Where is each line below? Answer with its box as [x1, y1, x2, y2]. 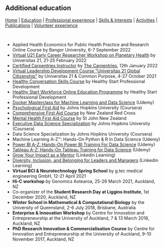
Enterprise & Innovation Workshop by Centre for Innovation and [12, 210, 145, 216]
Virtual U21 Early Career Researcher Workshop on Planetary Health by [12, 52, 156, 58]
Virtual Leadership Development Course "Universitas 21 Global [12, 68, 140, 74]
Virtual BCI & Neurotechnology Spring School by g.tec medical [12, 168, 143, 174]
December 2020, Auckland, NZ [12, 194, 76, 200]
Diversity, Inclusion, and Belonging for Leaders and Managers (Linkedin [12, 157, 159, 163]
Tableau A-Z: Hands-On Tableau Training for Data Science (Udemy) [12, 147, 151, 152]
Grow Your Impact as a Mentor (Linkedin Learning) [12, 152, 115, 158]
